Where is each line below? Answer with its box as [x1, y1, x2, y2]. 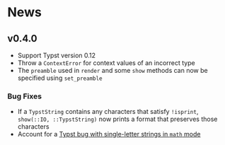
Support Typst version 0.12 [17, 51, 96, 59]
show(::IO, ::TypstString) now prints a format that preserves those [17, 115, 218, 124]
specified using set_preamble [17, 74, 103, 82]
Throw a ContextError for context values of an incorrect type [17, 59, 196, 67]
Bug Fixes [7, 91, 42, 101]
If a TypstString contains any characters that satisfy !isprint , [17, 108, 199, 116]
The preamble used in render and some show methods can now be [17, 66, 208, 74]
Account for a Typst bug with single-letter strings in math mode [17, 130, 201, 139]
